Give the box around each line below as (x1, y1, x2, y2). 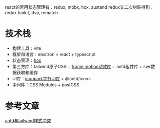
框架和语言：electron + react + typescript (12, 51, 96, 57)
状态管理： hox (12, 57, 41, 63)
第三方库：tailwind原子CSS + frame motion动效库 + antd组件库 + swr (12, 63, 151, 69)
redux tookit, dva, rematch (5, 10, 58, 16)
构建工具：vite (12, 45, 41, 51)
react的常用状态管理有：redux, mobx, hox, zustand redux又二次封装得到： (5, 4, 155, 10)
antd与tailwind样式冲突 (5, 117, 51, 123)
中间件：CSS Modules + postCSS (12, 82, 80, 88)
